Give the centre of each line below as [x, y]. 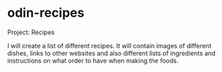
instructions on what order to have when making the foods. [93, 60]
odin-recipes [46, 13]
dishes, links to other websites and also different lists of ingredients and [112, 53]
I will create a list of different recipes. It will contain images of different [109, 45]
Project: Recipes [31, 32]
